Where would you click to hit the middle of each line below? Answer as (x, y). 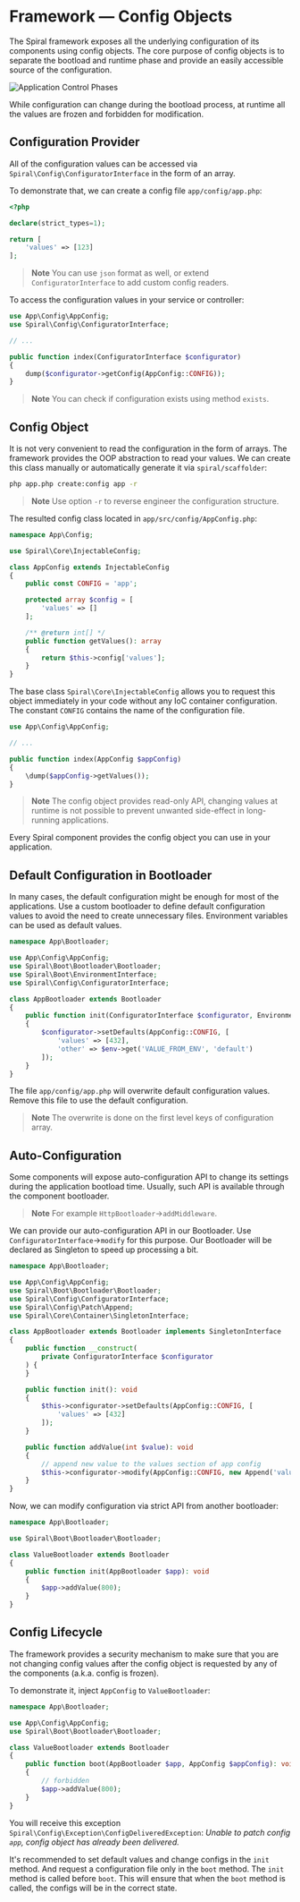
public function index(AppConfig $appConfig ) (95, 759)
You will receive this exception (65, 1822)
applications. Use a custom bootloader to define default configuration (137, 907)
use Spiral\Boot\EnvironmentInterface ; (83, 974)
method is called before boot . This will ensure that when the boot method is (147, 1878)
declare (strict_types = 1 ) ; (57, 223)
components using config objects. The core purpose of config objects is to (147, 50)
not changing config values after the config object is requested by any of (143, 1663)
